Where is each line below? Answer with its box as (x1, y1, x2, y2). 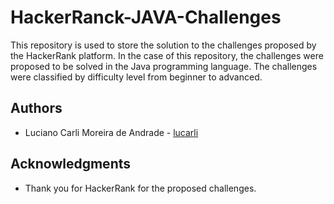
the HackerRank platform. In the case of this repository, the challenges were (10, 49, 324, 61)
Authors (10, 100, 63, 117)
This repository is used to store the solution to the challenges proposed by (10, 39, 317, 51)
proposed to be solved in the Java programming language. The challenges (10, 60, 318, 72)
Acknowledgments (10, 156, 132, 173)
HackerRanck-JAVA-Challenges (10, 6, 282, 29)
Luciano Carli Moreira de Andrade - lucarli (24, 126, 199, 138)
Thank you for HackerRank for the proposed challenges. (24, 182, 257, 194)
